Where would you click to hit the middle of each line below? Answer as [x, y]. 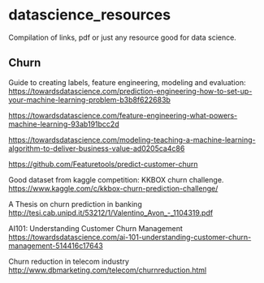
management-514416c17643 [56, 246]
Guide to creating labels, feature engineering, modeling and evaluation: [127, 82]
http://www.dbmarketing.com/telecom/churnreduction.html [108, 270]
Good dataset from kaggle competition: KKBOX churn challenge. [116, 179]
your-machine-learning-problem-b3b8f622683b [89, 100]
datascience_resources [90, 15]
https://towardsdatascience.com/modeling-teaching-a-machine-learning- [132, 139]
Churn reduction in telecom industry [69, 261]
